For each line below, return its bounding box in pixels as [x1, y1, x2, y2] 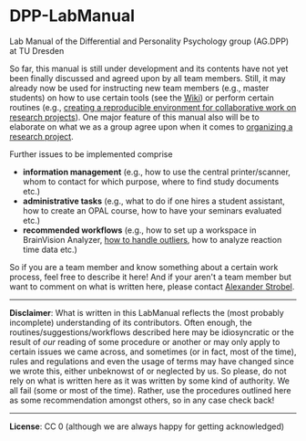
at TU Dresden [9, 45, 65, 56]
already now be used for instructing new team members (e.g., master [9, 82, 270, 93]
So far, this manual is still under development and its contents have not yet [9, 63, 289, 74]
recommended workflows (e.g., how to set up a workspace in [22, 225, 257, 236]
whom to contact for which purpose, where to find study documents [22, 175, 280, 187]
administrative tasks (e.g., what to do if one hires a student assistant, [22, 195, 285, 206]
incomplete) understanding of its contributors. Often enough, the [9, 317, 252, 328]
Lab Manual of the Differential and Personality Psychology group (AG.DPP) [9, 36, 290, 47]
